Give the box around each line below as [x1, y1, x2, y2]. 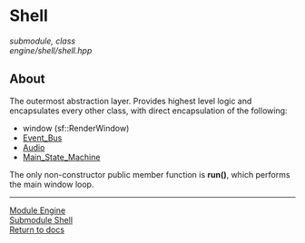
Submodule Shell [9, 214, 74, 225]
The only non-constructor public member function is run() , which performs [9, 169, 290, 180]
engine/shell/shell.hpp [9, 44, 93, 55]
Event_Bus [22, 132, 63, 143]
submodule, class [9, 35, 75, 46]
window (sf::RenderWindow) [22, 122, 130, 133]
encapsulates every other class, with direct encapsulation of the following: [9, 105, 288, 116]
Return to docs [9, 224, 65, 235]
